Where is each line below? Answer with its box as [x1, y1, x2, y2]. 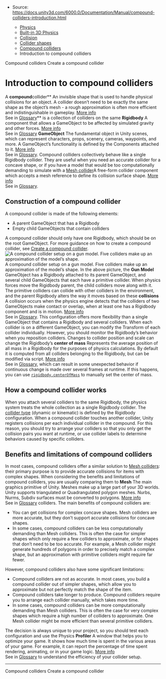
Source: [12, 4, 29, 10]
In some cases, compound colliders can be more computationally [12, 602, 146, 608]
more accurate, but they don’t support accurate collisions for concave [12, 515, 155, 521]
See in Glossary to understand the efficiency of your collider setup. [5, 654, 142, 660]
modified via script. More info [5, 356, 65, 362]
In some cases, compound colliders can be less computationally [12, 525, 143, 531]
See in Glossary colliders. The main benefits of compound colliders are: [5, 500, 151, 506]
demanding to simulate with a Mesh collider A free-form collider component [5, 167, 158, 173]
